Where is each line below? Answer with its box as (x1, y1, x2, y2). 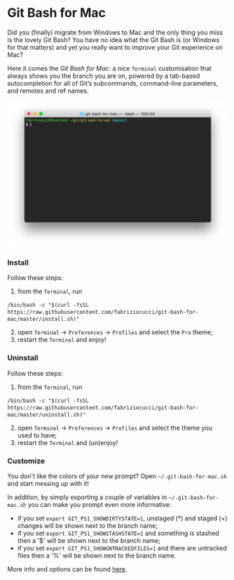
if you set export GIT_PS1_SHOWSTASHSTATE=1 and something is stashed (17, 529, 219, 538)
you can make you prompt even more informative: (27, 501, 172, 509)
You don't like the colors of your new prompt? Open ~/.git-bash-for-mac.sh (7, 472, 228, 480)
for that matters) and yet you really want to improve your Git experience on (7, 43, 223, 51)
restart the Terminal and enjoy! (17, 336, 106, 344)
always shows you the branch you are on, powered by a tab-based (7, 72, 200, 80)
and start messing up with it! (7, 480, 90, 488)
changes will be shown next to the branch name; (17, 522, 158, 530)
